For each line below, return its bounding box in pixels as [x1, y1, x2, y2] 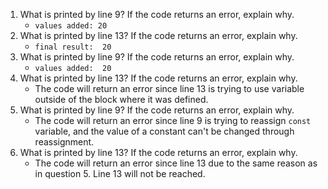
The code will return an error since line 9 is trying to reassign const [34, 115, 312, 126]
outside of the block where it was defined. [34, 94, 209, 105]
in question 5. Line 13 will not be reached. [34, 168, 206, 179]
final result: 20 [34, 42, 112, 52]
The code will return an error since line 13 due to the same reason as [34, 157, 318, 169]
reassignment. [34, 136, 95, 148]
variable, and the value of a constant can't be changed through [34, 125, 295, 137]
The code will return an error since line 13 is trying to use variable [34, 83, 305, 94]
